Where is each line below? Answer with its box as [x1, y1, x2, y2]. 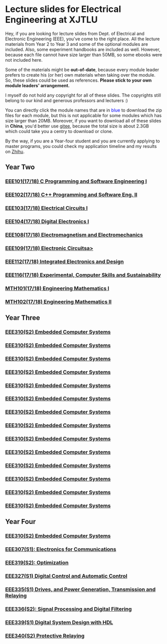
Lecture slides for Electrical [5, 3, 121, 15]
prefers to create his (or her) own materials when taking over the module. [5, 72, 156, 78]
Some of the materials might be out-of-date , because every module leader [5, 66, 160, 73]
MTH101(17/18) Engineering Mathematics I [5, 285, 110, 292]
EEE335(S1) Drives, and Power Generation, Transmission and [5, 586, 156, 593]
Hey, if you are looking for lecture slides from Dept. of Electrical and [5, 30, 145, 36]
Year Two [5, 163, 35, 171]
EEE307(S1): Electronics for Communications [5, 546, 116, 553]
